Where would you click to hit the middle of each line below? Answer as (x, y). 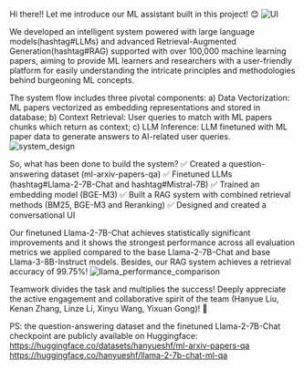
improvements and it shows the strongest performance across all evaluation (152, 242)
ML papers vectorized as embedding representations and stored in (135, 108)
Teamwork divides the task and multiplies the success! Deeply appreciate (148, 289)
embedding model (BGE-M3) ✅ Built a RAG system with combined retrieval (150, 195)
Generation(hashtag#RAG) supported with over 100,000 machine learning (148, 51)
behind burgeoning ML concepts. (72, 80)
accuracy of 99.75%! (49, 272)
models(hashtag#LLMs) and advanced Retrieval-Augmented (123, 41)
